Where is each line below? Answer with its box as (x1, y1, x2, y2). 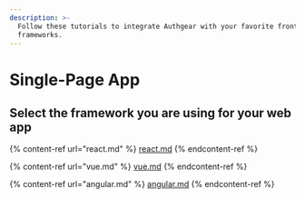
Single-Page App (9, 69, 141, 90)
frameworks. (17, 30, 64, 39)
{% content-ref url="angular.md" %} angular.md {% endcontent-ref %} (9, 179, 275, 190)
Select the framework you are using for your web (9, 105, 292, 121)
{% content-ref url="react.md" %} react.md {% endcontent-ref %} (9, 144, 259, 154)
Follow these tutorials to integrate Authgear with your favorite (17, 22, 274, 31)
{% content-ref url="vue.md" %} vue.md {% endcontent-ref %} (9, 161, 248, 173)
